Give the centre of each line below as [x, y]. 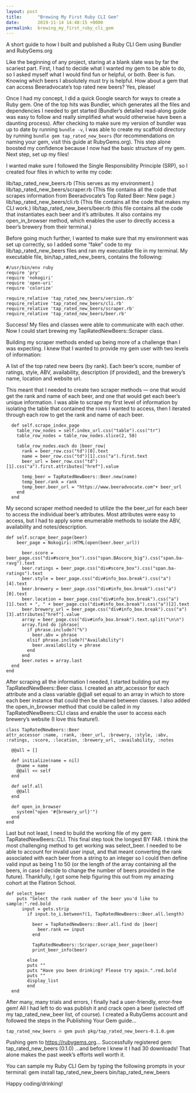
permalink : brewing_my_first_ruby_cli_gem [60, 28]
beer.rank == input [61, 929]
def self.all [27, 786]
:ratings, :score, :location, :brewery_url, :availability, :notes [90, 740]
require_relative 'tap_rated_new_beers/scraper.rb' [70, 309]
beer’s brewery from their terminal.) [49, 227]
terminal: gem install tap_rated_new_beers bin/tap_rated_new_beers [88, 1072]
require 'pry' [23, 273]
